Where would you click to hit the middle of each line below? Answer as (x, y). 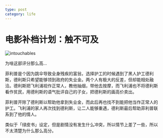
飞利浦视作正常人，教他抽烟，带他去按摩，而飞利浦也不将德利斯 (94, 86)
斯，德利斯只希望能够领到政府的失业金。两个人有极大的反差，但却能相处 (77, 80)
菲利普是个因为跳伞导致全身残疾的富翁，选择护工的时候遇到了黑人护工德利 (79, 74)
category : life (20, 14)
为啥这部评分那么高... (26, 63)
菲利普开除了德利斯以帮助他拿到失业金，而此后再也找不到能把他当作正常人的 (81, 102)
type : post (16, 9)
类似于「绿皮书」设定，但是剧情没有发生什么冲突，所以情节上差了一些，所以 (81, 125)
